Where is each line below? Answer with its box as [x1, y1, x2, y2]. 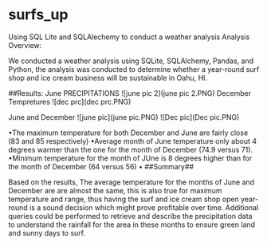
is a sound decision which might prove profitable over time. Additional [29, 202, 259, 212]
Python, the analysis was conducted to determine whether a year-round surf [8, 64, 260, 73]
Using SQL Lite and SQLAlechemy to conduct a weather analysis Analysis [8, 32, 250, 42]
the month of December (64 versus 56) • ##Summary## [8, 161, 194, 171]
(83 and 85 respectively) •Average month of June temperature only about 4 [8, 136, 257, 145]
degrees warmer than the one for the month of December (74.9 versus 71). [8, 145, 253, 154]
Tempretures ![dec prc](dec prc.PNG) [8, 97, 132, 106]
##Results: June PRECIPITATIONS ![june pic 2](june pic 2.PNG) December [8, 88, 252, 97]
